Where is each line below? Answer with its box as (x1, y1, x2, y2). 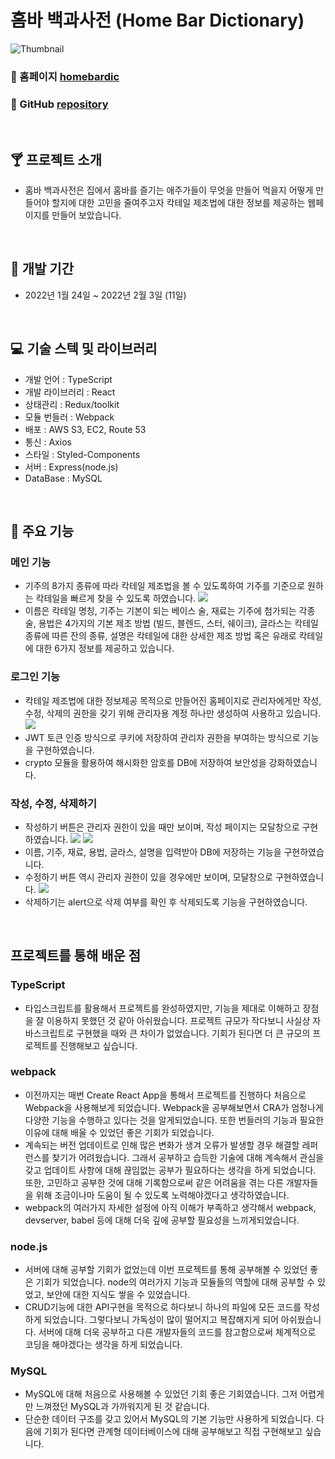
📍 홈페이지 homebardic (10, 69, 120, 83)
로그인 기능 (10, 670, 61, 684)
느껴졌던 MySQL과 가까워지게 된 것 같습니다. (35, 1401, 210, 1413)
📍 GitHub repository (10, 97, 109, 111)
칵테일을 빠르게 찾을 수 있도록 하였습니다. (35, 592, 197, 605)
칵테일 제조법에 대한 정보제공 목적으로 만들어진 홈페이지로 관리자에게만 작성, (24, 694, 322, 706)
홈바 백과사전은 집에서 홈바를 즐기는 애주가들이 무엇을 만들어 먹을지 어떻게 (24, 184, 314, 196)
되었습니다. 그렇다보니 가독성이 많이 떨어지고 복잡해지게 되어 (43, 1314, 279, 1326)
